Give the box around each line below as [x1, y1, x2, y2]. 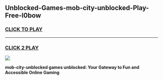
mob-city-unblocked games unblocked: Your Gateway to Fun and [5, 64, 140, 70]
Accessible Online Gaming [5, 69, 60, 75]
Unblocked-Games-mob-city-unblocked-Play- [5, 4, 149, 12]
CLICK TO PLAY [5, 26, 43, 33]
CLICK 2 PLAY [5, 44, 39, 51]
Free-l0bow [5, 12, 41, 20]
